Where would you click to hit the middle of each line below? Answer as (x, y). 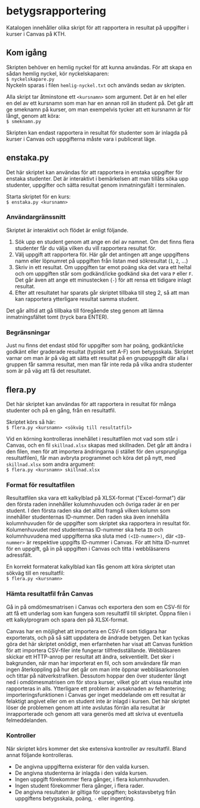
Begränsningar (28, 332)
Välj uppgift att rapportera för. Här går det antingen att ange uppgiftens (102, 254)
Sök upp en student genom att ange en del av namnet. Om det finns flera (104, 242)
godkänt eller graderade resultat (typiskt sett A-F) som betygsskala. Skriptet (100, 352)
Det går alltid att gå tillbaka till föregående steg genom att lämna (85, 310)
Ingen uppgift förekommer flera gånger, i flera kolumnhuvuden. (92, 779)
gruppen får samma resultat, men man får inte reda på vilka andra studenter (99, 365)
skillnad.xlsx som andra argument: (51, 464)
